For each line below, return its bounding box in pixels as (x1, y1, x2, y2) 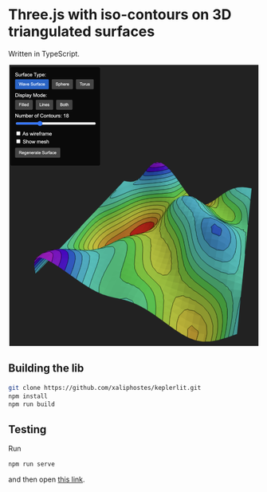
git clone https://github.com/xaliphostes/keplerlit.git (8, 384, 202, 392)
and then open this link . (8, 474, 85, 484)
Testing (8, 423, 47, 436)
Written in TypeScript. (8, 49, 80, 58)
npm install (8, 392, 48, 400)
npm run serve (8, 460, 56, 468)
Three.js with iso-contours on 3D (8, 6, 232, 24)
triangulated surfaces (8, 22, 155, 41)
